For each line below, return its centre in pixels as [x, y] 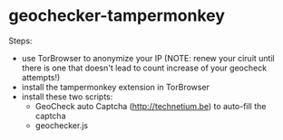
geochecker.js [61, 125]
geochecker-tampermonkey [117, 16]
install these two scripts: [67, 97]
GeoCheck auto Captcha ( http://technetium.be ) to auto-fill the [151, 106]
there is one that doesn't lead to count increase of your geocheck [144, 68]
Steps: [20, 41]
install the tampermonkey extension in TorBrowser [116, 87]
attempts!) [41, 77]
